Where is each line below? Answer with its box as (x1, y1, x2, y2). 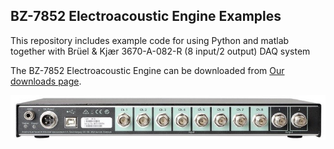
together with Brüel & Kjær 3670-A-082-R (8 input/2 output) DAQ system (10, 45, 311, 57)
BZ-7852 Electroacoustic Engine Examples (10, 8, 282, 25)
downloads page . (10, 75, 82, 87)
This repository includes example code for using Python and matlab (10, 34, 290, 46)
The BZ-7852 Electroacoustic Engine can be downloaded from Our (10, 64, 285, 76)
